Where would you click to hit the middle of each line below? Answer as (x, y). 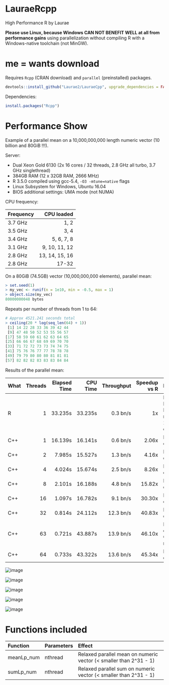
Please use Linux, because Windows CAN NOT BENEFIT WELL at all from (82, 32)
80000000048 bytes (24, 299)
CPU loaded (59, 214)
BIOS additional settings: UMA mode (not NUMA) (63, 192)
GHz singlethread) (31, 170)
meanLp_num (24, 657)
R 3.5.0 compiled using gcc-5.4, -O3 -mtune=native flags (71, 181)
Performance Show (47, 126)
